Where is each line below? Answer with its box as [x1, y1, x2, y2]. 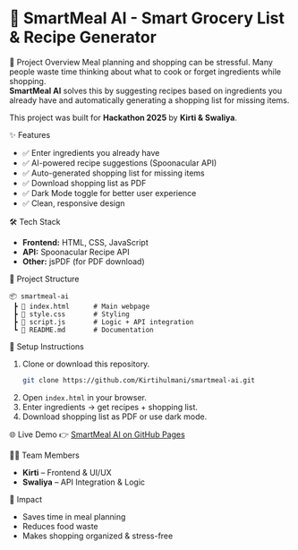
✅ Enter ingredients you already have [21, 147, 160, 158]
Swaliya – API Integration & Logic [21, 477, 146, 487]
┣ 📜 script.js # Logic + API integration [13, 317, 194, 326]
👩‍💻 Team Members [9, 450, 81, 460]
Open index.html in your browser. [21, 391, 148, 402]
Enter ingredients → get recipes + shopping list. [21, 401, 199, 412]
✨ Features [9, 129, 51, 140]
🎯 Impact [9, 494, 43, 504]
